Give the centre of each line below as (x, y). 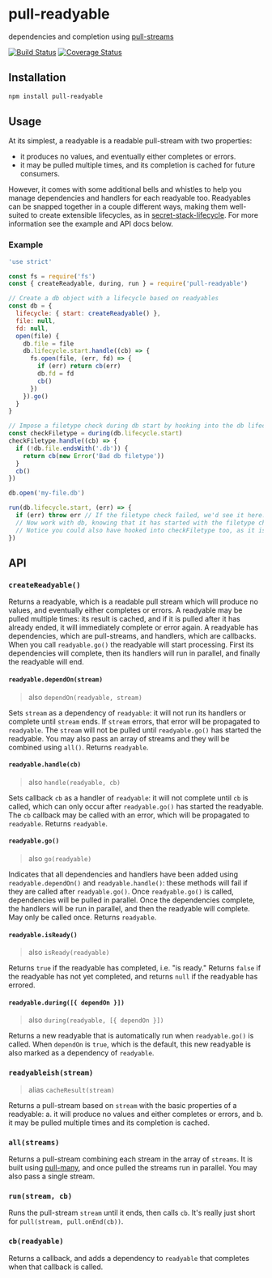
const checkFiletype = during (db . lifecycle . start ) (96, 434)
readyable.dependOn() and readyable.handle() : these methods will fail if (128, 882)
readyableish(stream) (51, 1073)
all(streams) (34, 1142)
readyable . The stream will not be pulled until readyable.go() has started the (135, 730)
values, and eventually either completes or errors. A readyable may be (125, 610)
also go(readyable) (59, 858)
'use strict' (30, 261)
